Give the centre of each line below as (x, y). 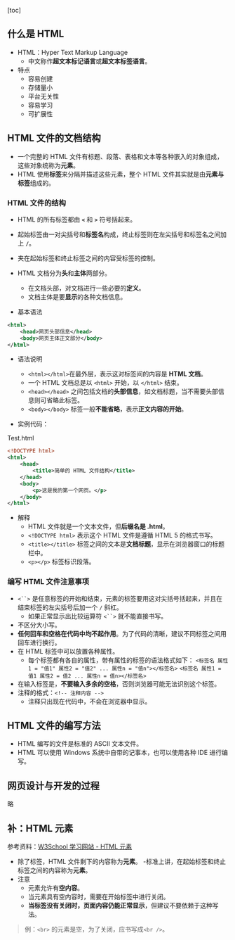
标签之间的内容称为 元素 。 (54, 870)
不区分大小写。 (39, 625)
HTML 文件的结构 (37, 203)
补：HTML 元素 (40, 828)
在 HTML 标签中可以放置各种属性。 (68, 651)
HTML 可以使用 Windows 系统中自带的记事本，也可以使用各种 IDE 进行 (120, 753)
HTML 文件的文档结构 (54, 138)
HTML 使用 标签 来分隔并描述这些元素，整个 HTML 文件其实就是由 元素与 (121, 174)
